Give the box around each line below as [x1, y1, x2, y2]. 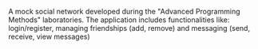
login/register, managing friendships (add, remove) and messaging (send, [8, 24, 250, 32]
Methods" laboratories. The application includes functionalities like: [8, 15, 230, 24]
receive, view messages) [8, 32, 90, 41]
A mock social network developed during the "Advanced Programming [8, 7, 240, 16]
